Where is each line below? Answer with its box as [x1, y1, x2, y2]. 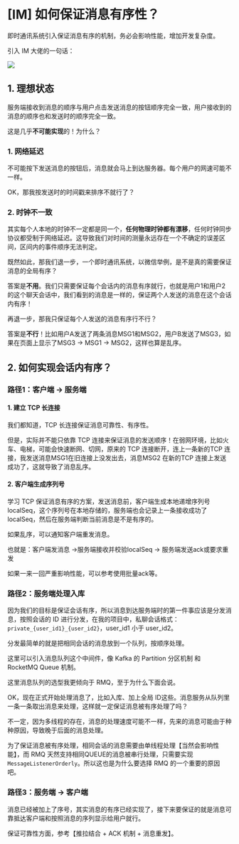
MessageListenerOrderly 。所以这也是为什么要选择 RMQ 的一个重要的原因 [7, 759, 221, 768]
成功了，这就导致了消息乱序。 [7, 462, 95, 471]
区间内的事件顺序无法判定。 [19, 242, 101, 251]
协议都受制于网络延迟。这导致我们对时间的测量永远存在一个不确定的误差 [7, 234, 219, 242]
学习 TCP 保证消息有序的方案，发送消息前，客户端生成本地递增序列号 [7, 497, 211, 506]
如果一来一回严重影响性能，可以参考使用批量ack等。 [7, 570, 161, 578]
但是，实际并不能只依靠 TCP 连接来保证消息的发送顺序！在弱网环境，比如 [7, 435, 223, 444]
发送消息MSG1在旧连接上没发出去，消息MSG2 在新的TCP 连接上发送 [26, 453, 227, 462]
